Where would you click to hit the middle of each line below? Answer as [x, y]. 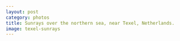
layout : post [22, 12]
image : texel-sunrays [33, 29]
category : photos [28, 17]
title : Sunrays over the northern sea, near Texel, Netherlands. [90, 23]
